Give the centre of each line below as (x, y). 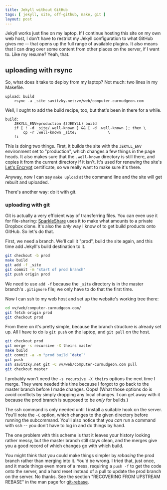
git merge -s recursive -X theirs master (49, 346)
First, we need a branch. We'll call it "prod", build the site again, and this (79, 241)
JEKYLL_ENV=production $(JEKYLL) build (56, 124)
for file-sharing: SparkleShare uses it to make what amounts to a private (79, 221)
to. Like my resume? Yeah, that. (37, 54)
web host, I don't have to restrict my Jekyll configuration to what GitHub (79, 38)
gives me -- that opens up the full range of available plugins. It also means (82, 44)
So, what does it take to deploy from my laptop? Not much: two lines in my (82, 82)
